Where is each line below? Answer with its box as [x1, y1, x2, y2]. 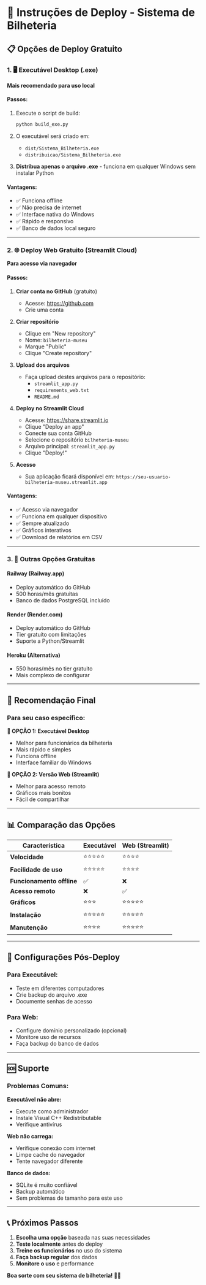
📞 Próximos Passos [7, 1218, 79, 1228]
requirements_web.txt [34, 387, 89, 393]
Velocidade [10, 853, 44, 861]
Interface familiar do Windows [15, 759, 92, 766]
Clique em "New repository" [24, 329, 96, 337]
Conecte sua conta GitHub [24, 429, 92, 437]
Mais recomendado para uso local [7, 82, 95, 89]
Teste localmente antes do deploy [15, 1240, 103, 1248]
